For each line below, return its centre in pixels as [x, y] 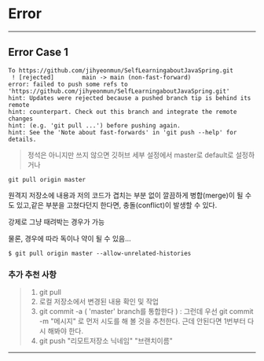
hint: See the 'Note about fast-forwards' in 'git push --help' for [123, 132]
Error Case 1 [38, 52]
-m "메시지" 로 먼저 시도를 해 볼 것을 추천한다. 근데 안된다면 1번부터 [142, 321]
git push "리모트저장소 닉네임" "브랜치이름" [106, 341]
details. [22, 139]
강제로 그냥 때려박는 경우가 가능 [57, 222]
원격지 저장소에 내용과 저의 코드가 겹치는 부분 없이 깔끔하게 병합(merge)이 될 [126, 195]
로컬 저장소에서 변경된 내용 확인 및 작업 [99, 302]
